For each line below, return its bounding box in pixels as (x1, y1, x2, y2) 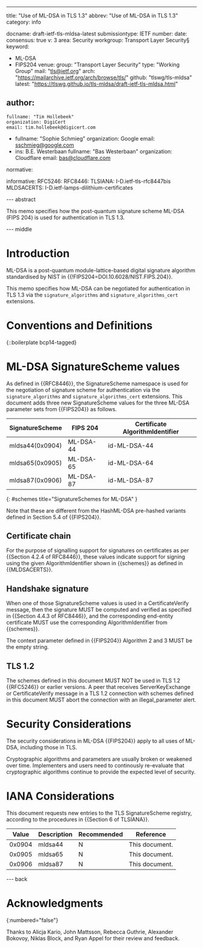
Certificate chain (6, 531, 71, 541)
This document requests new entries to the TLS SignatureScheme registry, (6, 809, 192, 816)
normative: (6, 165, 33, 173)
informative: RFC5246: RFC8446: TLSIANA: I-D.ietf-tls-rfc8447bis (6, 178, 171, 185)
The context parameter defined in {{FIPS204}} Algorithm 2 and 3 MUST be (6, 637, 193, 644)
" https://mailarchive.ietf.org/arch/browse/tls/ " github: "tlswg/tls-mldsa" (14, 74, 192, 81)
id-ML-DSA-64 (108, 458, 154, 467)
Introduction (6, 247, 70, 260)
